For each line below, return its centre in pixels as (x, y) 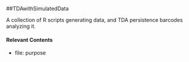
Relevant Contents (30, 40)
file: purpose (30, 53)
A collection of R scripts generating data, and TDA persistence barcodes (94, 20)
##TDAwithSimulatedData (38, 9)
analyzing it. (21, 26)
